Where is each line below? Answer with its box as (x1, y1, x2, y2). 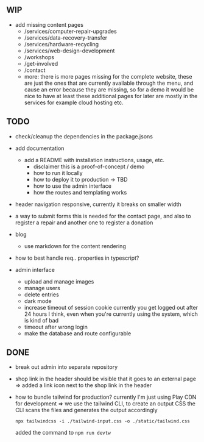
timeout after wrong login (24, 323, 88, 330)
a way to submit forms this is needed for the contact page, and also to (15, 212, 191, 219)
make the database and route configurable (24, 329, 132, 337)
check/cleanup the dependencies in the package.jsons (15, 132, 153, 140)
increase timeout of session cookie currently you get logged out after (24, 304, 199, 311)
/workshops (24, 53, 55, 60)
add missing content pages (15, 21, 84, 28)
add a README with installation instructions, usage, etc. (24, 156, 165, 163)
